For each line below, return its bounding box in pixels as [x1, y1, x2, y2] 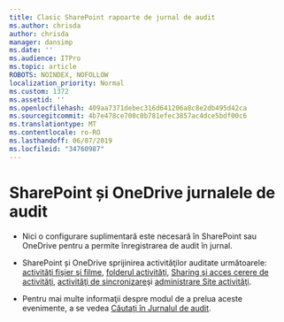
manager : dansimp [9, 37, 73, 47]
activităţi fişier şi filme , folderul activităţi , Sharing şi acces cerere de [21, 266, 269, 277]
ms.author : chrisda [9, 21, 81, 30]
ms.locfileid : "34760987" [9, 144, 104, 153]
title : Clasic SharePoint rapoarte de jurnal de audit [9, 12, 216, 22]
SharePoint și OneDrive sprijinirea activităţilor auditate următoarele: [21, 257, 267, 268]
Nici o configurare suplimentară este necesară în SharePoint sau [21, 231, 257, 241]
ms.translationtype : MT [9, 120, 97, 129]
